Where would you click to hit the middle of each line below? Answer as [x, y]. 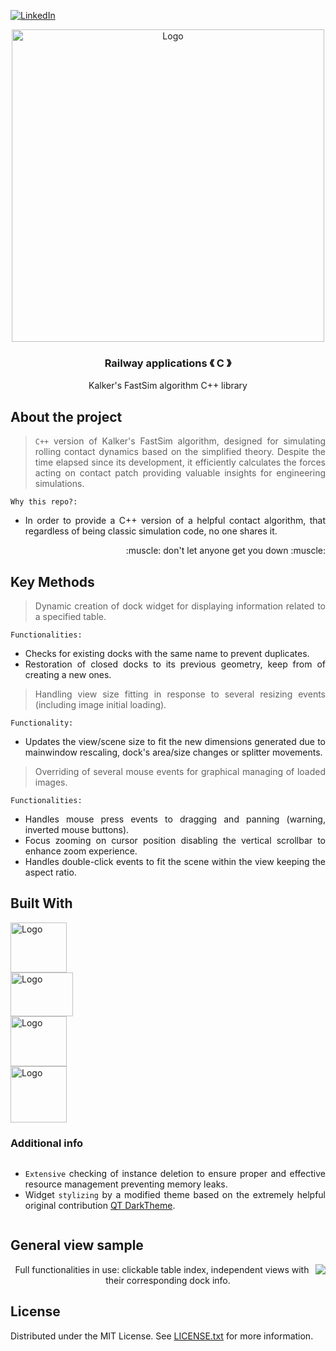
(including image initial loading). [100, 704]
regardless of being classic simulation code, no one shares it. [151, 531]
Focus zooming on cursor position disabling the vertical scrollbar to [175, 840]
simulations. [59, 484]
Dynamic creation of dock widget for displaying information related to [180, 606]
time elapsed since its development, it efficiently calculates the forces [180, 462]
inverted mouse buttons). [77, 829]
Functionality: [42, 723]
